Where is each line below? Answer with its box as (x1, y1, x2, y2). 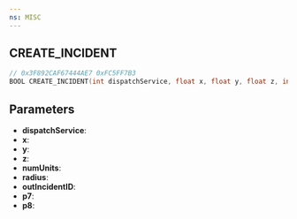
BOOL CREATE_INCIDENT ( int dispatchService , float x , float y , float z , (9, 77, 278, 87)
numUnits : (21, 162, 62, 173)
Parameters (9, 102, 75, 117)
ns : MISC (9, 12, 42, 22)
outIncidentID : (21, 182, 77, 192)
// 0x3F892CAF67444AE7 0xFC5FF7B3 (9, 69, 137, 78)
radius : (21, 172, 49, 182)
